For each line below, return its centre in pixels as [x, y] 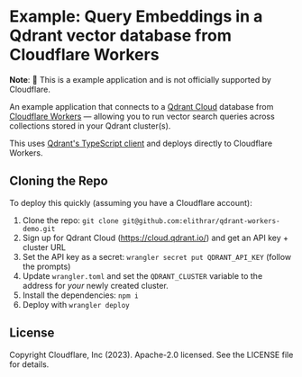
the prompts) [46, 266]
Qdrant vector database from [120, 36]
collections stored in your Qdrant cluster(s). [90, 126]
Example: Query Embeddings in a [136, 17]
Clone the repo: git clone [70, 220]
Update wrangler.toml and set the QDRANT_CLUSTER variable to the [142, 275]
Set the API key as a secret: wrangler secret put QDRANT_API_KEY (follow [157, 256]
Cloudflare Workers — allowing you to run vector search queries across [142, 116]
